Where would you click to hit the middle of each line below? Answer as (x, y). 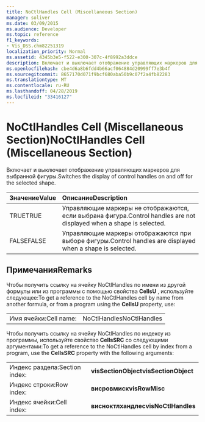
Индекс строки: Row (39, 384)
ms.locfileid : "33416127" (39, 97)
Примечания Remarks (49, 270)
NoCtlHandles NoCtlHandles (123, 318)
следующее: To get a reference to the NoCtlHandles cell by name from (95, 297)
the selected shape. (31, 183)
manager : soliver (28, 18)
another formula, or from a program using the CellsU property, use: (91, 304)
